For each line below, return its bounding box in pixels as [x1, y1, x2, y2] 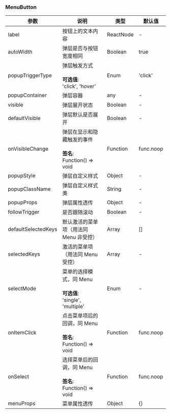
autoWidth [8, 48, 33, 56]
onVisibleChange [8, 145, 49, 153]
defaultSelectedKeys [8, 226, 58, 233]
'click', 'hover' [62, 83, 96, 90]
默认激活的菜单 [62, 218, 98, 226]
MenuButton [5, 4, 37, 11]
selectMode [8, 285, 37, 292]
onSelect [8, 373, 30, 380]
